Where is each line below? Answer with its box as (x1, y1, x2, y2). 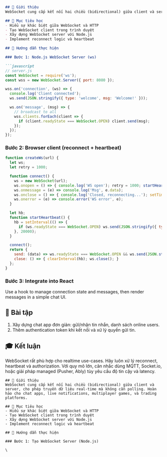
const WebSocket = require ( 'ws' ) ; (5, 73, 77, 78)
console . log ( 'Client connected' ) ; (9, 91, 81, 96)
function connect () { (9, 174, 55, 179)
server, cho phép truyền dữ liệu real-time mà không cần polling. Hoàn (5, 386, 157, 391)
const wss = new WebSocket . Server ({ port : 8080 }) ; (5, 78, 114, 83)
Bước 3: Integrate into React (5, 277, 74, 284)
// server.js (5, 68, 32, 73)
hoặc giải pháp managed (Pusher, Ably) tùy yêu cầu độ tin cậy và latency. (5, 368, 156, 374)
